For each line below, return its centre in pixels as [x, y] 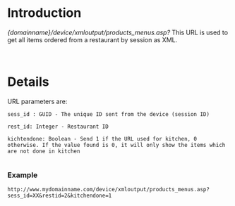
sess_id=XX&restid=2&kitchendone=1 [60, 196]
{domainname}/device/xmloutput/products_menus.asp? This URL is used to [117, 32]
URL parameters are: [37, 101]
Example [23, 175]
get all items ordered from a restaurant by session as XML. [92, 39]
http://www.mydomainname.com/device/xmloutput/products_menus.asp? [109, 190]
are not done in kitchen [44, 151]
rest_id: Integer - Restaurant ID [58, 127]
